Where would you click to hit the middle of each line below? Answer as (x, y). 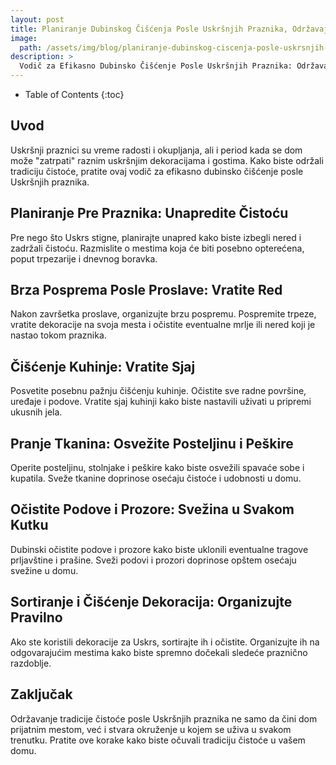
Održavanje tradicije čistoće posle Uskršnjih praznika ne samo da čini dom (164, 718)
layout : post (37, 19)
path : (31, 47)
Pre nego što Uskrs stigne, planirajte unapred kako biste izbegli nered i (156, 237)
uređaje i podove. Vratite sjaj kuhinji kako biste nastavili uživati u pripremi (161, 402)
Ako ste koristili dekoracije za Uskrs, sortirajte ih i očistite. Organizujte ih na (165, 642)
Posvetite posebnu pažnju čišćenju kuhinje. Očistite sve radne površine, (158, 391)
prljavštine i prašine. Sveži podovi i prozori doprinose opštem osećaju (153, 560)
